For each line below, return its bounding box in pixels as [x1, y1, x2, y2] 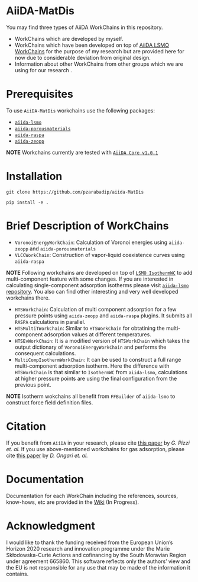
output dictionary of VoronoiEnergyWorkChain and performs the [14, 343, 167, 351]
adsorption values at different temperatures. [44, 330, 152, 338]
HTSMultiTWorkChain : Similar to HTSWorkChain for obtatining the [14, 324, 165, 332]
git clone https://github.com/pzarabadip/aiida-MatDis [6, 189, 144, 195]
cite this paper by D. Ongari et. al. [6, 452, 89, 459]
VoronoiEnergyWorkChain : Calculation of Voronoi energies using [14, 239, 168, 246]
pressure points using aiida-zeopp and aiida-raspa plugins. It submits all [14, 312, 192, 319]
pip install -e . [6, 200, 49, 205]
